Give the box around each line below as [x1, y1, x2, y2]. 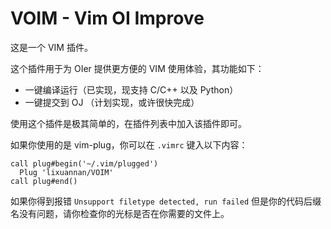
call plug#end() [10, 176, 78, 186]
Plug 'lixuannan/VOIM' [19, 167, 114, 177]
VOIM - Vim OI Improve [10, 7, 205, 30]
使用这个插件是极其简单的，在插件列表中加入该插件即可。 [10, 117, 247, 129]
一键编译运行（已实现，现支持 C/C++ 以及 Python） [24, 83, 239, 96]
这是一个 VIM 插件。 [10, 41, 93, 53]
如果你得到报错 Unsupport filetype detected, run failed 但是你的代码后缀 [10, 195, 322, 207]
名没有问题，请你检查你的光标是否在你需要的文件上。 [10, 207, 230, 219]
